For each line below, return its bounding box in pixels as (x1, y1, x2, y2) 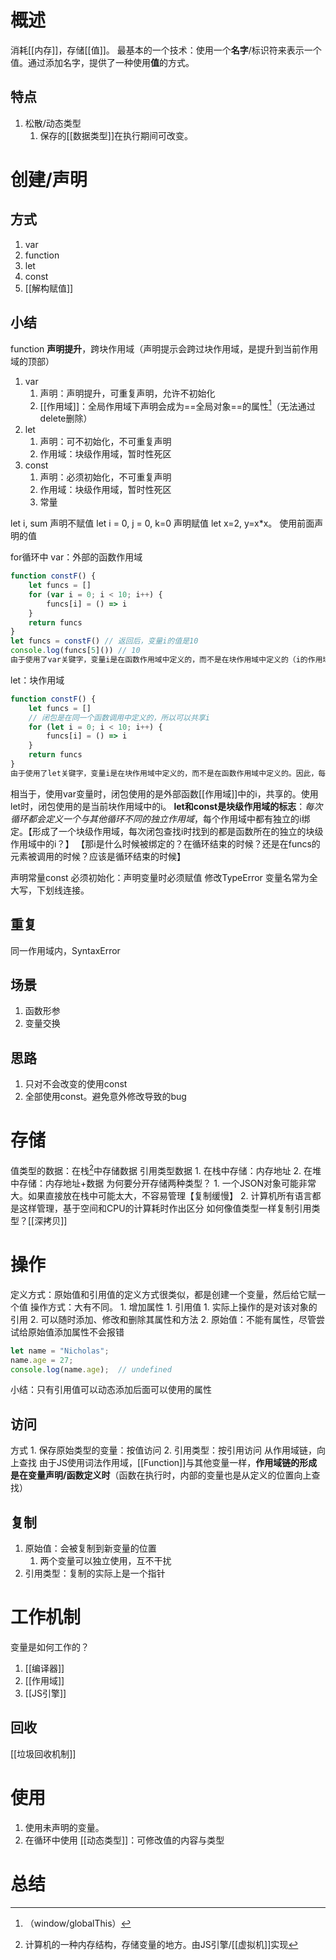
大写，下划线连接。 (10, 884, 90, 896)
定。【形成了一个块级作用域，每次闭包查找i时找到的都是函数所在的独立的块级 (10, 825, 324, 837)
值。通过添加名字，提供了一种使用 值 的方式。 (10, 56, 195, 68)
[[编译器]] (24, 1662, 65, 1674)
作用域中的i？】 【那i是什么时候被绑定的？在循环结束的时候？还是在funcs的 (10, 837, 321, 850)
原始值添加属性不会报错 (27, 1326, 125, 1338)
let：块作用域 (10, 674, 65, 686)
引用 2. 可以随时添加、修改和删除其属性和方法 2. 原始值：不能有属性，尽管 (10, 1313, 317, 1325)
